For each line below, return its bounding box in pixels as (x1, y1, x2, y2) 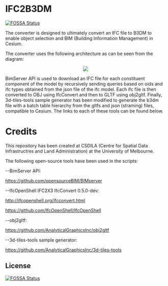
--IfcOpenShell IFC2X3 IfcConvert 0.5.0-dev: (5, 187, 99, 194)
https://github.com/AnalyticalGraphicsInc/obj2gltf (5, 227, 109, 233)
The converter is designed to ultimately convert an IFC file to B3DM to (5, 30, 152, 36)
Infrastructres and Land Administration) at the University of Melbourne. (5, 148, 154, 154)
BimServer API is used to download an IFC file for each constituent (5, 75, 145, 82)
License (5, 262, 31, 270)
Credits (5, 126, 37, 138)
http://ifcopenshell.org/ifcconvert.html (5, 197, 86, 203)
